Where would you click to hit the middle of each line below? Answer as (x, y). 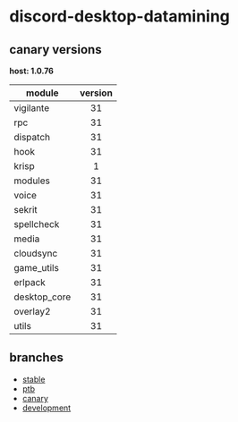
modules (32, 181)
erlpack (30, 282)
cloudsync (36, 253)
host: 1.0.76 (31, 71)
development (47, 408)
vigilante (32, 108)
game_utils (37, 268)
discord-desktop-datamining (120, 17)
